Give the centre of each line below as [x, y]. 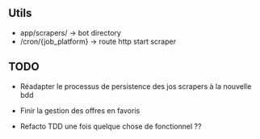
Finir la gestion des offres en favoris [80, 110]
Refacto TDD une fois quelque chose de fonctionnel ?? [111, 126]
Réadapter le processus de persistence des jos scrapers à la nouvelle [136, 86]
